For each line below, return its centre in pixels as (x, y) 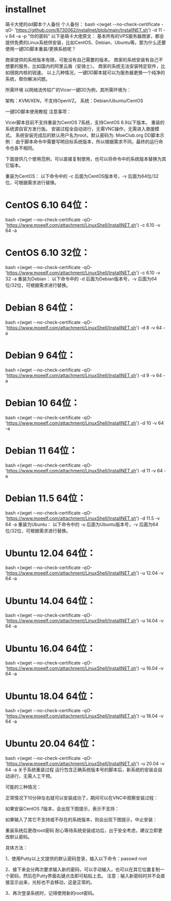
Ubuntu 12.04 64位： (51, 553)
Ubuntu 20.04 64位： (52, 744)
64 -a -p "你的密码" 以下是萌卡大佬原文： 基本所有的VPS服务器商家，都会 (87, 36)
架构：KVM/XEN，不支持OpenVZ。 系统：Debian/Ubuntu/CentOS (74, 100)
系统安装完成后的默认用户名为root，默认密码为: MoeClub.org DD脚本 (88, 135)
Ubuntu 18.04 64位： (51, 696)
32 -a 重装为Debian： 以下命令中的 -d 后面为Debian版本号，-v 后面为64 (81, 279)
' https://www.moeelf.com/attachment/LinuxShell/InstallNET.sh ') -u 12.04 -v (84, 573)
